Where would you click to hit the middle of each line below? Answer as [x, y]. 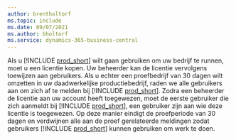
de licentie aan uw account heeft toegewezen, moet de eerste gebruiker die [118, 98]
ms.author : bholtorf [38, 34]
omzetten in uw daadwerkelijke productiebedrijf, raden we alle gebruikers [115, 83]
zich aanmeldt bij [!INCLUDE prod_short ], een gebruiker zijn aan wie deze [115, 106]
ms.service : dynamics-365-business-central [73, 41]
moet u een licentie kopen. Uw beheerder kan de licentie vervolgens [107, 68]
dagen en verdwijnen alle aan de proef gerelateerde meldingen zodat [108, 121]
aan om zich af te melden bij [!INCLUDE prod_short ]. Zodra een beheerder [116, 91]
